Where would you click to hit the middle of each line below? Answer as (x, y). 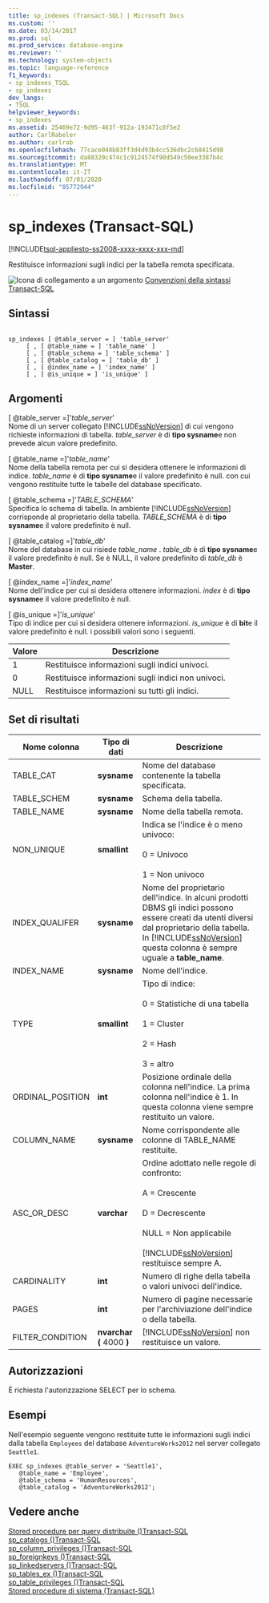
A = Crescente (169, 1193)
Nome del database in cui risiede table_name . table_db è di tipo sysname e (133, 550)
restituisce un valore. (181, 1343)
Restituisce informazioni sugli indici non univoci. (135, 678)
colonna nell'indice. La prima (196, 1087)
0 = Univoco (165, 855)
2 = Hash (159, 1044)
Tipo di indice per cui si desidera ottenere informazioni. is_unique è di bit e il (133, 623)
